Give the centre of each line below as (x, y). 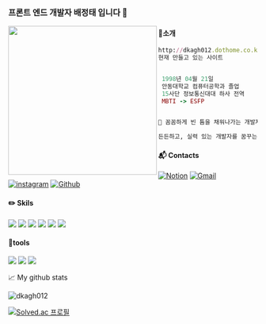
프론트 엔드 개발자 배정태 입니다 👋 (68, 12)
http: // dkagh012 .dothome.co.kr (209, 50)
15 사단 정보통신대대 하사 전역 (203, 94)
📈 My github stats (38, 277)
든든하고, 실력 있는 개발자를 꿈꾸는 (207, 137)
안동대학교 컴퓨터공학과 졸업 (201, 86)
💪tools (19, 243)
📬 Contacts (179, 155)
